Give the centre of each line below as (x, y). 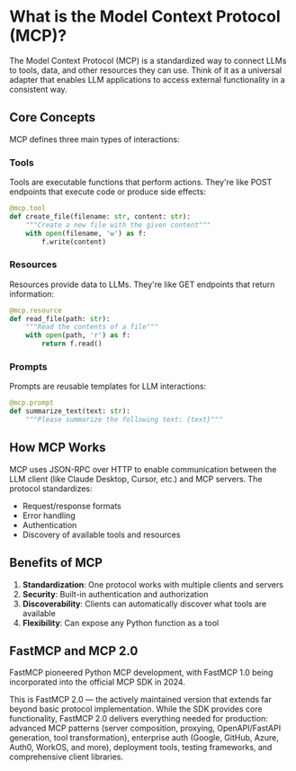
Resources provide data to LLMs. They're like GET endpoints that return (142, 284)
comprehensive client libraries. (67, 757)
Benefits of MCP (56, 563)
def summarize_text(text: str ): (70, 411)
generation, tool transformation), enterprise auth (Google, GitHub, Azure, (144, 738)
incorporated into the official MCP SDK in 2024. (98, 682)
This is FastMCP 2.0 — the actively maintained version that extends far (140, 700)
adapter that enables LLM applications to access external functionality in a (147, 79)
